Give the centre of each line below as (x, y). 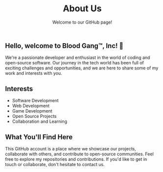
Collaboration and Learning (40, 121)
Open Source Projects (34, 116)
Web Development (31, 106)
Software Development (35, 101)
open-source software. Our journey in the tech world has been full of (75, 63)
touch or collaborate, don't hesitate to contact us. (55, 164)
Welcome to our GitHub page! (82, 22)
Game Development (32, 111)
